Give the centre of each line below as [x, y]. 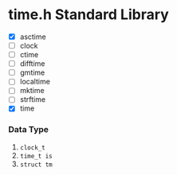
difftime [32, 64]
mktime [32, 91]
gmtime [32, 72]
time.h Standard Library [88, 15]
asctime [33, 37]
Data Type [29, 130]
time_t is [36, 156]
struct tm [36, 165]
